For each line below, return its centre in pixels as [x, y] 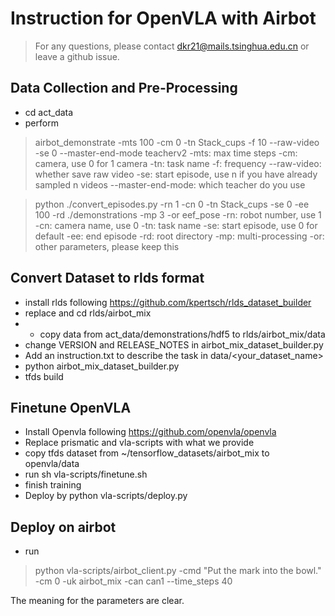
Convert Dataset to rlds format [107, 278]
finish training [53, 485]
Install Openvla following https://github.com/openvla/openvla [150, 432]
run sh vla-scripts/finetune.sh [86, 474]
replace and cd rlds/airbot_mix [88, 313]
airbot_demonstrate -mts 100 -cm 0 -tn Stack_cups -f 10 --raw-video [177, 142]
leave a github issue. [77, 56]
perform [41, 123]
